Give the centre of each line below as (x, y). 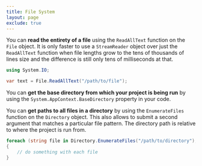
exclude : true (24, 23)
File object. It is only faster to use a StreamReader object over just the (92, 46)
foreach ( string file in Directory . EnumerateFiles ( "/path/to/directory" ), (102, 141)
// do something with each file (57, 152)
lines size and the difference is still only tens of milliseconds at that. (90, 59)
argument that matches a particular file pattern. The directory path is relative (101, 123)
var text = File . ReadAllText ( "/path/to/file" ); (67, 81)
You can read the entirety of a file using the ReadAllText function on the (96, 40)
